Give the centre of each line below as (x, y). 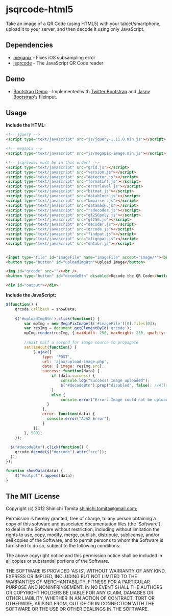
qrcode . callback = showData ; (46, 309)
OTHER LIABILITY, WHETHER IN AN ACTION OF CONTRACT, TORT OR (80, 598)
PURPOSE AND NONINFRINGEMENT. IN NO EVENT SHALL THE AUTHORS (84, 587)
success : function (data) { (71, 371)
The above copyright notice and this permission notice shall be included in (84, 556)
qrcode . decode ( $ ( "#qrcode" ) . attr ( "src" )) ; (61, 452)
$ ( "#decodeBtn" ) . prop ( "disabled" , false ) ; (106, 385)
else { (58, 395)
